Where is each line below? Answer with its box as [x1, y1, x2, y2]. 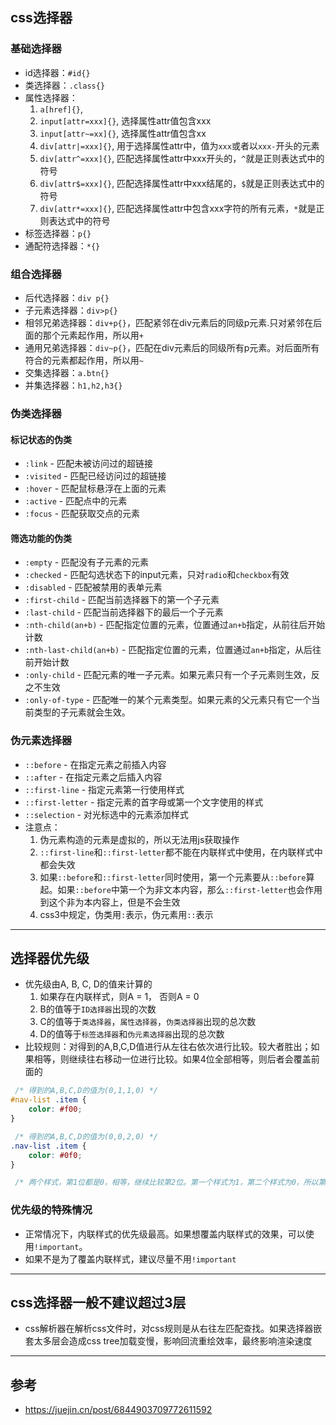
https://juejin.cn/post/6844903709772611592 [24, 1404, 213, 1416]
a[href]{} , [39, 103, 84, 115]
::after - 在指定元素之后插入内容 [24, 771, 163, 783]
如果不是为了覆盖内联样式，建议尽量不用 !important [24, 1253, 237, 1265]
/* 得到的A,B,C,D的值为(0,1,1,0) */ [14, 1086, 159, 1096]
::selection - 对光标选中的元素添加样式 [24, 808, 189, 820]
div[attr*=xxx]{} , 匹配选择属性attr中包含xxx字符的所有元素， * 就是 [39, 202, 317, 214]
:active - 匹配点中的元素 [24, 495, 128, 507]
